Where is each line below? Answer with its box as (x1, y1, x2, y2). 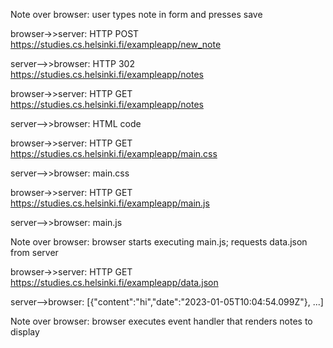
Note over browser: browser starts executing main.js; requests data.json (10, 236, 308, 248)
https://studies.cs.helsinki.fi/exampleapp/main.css (10, 148, 218, 159)
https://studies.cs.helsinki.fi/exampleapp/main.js (10, 197, 210, 209)
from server (10, 247, 59, 258)
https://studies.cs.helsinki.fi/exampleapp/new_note (10, 39, 222, 50)
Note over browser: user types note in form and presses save (10, 9, 263, 20)
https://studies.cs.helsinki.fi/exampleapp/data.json (10, 277, 219, 288)
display (10, 326, 40, 338)
